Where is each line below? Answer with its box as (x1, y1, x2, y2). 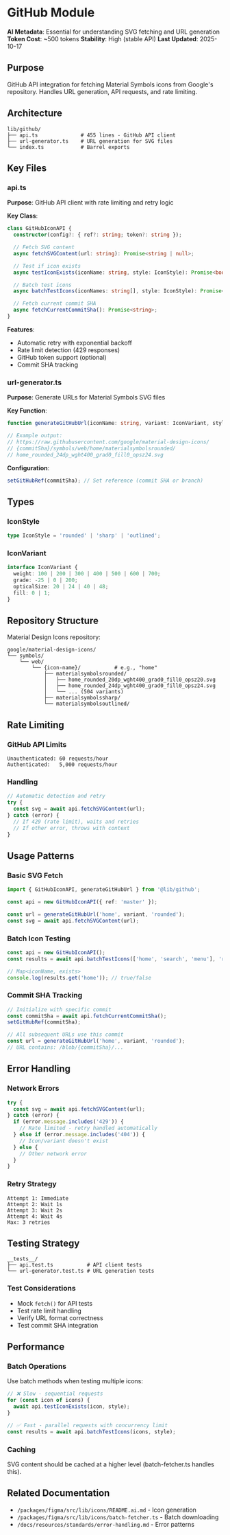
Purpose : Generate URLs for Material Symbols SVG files (7, 393, 166, 402)
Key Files (7, 162, 47, 174)
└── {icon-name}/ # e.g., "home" (31, 665, 157, 671)
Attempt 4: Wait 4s (7, 1213, 63, 1220)
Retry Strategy (7, 1179, 57, 1189)
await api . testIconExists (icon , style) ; (13, 1403, 130, 1410)
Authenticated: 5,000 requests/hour (7, 761, 118, 768)
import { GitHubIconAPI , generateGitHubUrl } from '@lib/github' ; (7, 886, 201, 893)
